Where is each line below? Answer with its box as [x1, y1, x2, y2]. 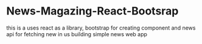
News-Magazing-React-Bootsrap [6, 4, 179, 18]
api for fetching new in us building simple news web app [6, 30, 148, 37]
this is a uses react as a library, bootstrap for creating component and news [6, 24, 196, 31]
